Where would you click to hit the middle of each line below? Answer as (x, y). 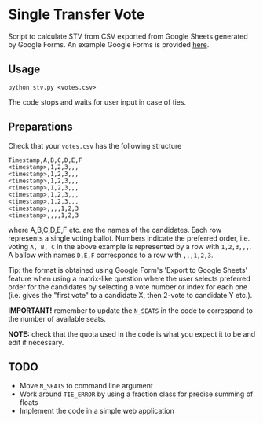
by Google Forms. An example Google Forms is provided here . (109, 44)
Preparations (40, 127)
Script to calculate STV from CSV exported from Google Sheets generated (128, 36)
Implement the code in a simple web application (97, 411)
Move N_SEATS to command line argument (86, 386)
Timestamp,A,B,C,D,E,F (45, 160)
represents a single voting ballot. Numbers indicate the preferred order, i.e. (129, 238)
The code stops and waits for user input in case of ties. (97, 102)
